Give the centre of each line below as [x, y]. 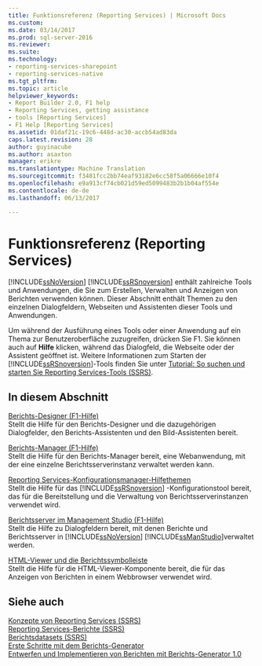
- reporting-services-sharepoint [63, 67]
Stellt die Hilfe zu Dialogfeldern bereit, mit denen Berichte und [108, 529]
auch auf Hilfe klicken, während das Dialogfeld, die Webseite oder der [122, 347]
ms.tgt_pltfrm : [33, 81]
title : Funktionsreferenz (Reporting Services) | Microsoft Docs [117, 15]
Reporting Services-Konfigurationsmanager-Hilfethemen [100, 480]
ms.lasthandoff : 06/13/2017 [54, 198]
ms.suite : [24, 52]
